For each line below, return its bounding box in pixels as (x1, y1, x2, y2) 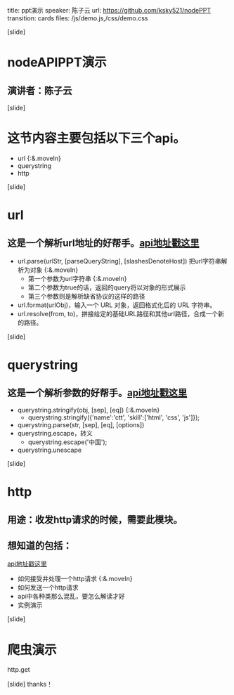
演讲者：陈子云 (7, 84, 72, 96)
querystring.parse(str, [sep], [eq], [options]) (17, 420, 145, 429)
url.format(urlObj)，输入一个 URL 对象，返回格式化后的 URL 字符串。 (17, 301, 216, 309)
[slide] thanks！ (7, 680, 53, 689)
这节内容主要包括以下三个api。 (7, 131, 186, 146)
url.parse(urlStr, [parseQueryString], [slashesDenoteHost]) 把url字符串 (17, 256, 221, 265)
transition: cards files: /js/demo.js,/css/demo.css (7, 14, 148, 22)
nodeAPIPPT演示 (7, 55, 107, 70)
